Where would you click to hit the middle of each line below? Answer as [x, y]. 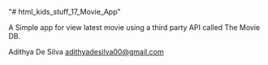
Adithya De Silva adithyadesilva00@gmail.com [86, 52]
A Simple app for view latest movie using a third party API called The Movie [134, 27]
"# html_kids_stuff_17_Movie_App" [65, 12]
